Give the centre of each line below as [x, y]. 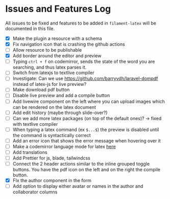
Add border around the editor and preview [57, 56]
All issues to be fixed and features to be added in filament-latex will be [81, 23]
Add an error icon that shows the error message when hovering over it [87, 141]
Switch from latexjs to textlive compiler [53, 73]
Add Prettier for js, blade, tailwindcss [51, 158]
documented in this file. [30, 28]
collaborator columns [35, 192]
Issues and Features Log [58, 9]
